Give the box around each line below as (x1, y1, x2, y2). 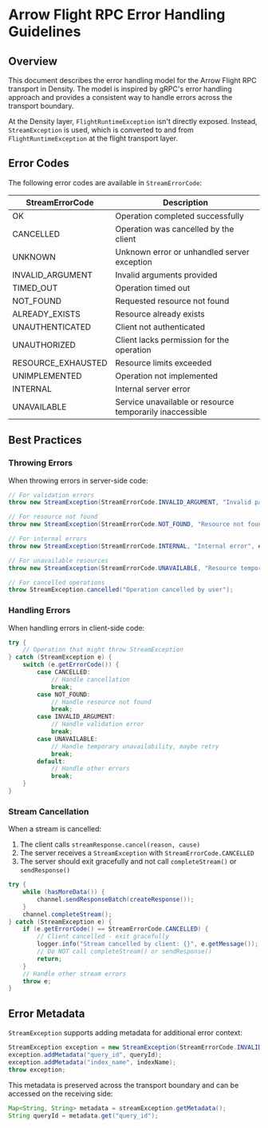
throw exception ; (8, 1066, 66, 1074)
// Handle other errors (50, 765, 130, 773)
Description (163, 197, 209, 208)
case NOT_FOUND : (37, 690, 91, 699)
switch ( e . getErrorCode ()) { (22, 661, 120, 669)
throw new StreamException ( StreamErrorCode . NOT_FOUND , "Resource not (8, 520, 245, 528)
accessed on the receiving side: (8, 1089, 113, 1098)
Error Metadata (8, 1006, 85, 1020)
